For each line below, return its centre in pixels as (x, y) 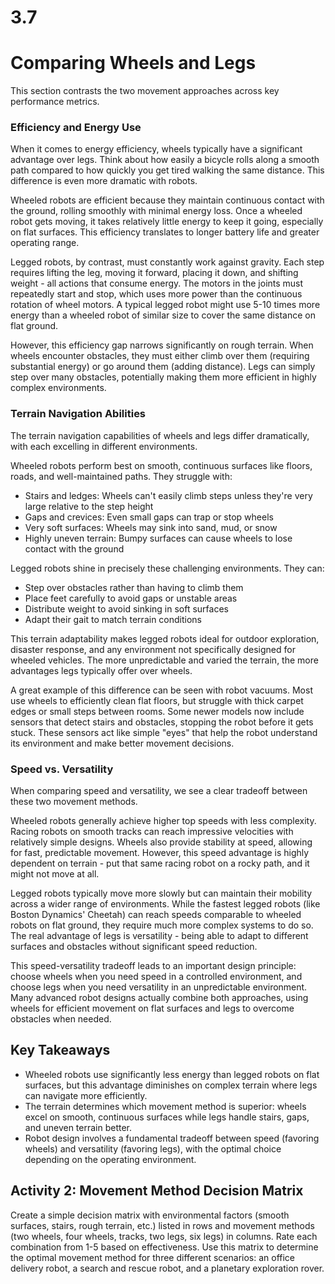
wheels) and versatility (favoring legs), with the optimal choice (153, 1148)
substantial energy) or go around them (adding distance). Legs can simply (163, 367)
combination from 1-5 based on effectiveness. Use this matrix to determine (164, 1247)
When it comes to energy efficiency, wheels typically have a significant (156, 149)
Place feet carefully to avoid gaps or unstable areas (131, 598)
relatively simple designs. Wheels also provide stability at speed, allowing (161, 842)
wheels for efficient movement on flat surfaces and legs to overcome (152, 1008)
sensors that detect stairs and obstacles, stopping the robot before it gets (162, 722)
